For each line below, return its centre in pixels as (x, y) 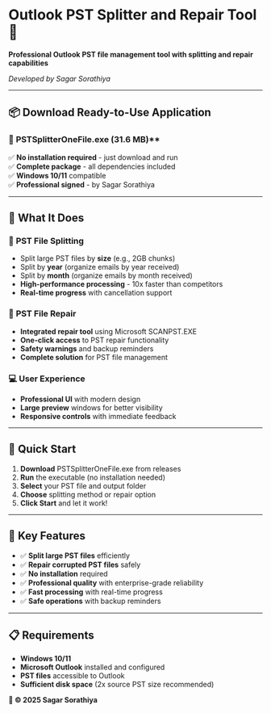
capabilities (28, 63)
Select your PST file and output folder (83, 485)
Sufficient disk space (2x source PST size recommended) (117, 685)
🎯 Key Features (47, 536)
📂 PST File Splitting (46, 241)
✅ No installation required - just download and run (93, 157)
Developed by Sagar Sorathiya (60, 78)
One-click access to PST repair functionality (94, 340)
